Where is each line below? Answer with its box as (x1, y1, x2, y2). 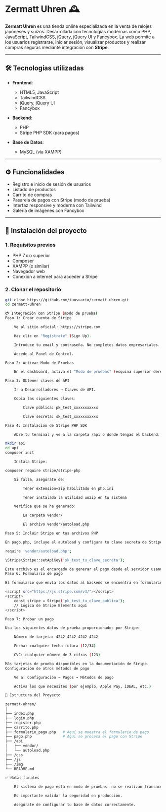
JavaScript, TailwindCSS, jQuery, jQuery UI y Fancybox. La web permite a (5, 34, 155, 40)
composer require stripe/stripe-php (5, 468, 81, 473)
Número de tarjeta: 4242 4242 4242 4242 (14, 634, 98, 640)
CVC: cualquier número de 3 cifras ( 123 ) (14, 653, 100, 658)
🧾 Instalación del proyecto (5, 226, 87, 235)
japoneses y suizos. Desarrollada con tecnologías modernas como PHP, (5, 28, 152, 34)
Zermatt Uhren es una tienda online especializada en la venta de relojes (5, 23, 152, 29)
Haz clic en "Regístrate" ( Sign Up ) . (14, 333, 92, 338)
